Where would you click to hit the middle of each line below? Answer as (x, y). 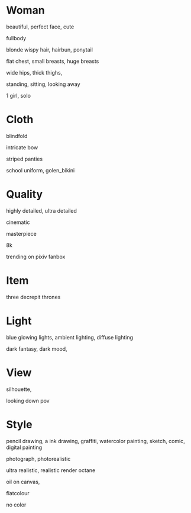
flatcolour (18, 493)
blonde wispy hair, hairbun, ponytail (50, 49)
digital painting (24, 447)
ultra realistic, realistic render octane (51, 470)
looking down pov (28, 400)
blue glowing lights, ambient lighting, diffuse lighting (70, 337)
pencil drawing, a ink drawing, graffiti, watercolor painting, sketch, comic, (96, 441)
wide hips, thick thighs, (34, 72)
